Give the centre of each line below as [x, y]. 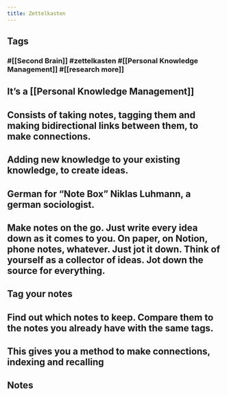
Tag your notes [40, 294]
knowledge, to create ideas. [68, 171]
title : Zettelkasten [37, 13]
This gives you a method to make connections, [109, 352]
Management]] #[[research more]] [66, 69]
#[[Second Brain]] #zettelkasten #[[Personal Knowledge [103, 60]
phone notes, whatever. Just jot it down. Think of [114, 249]
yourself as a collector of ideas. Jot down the [105, 260]
